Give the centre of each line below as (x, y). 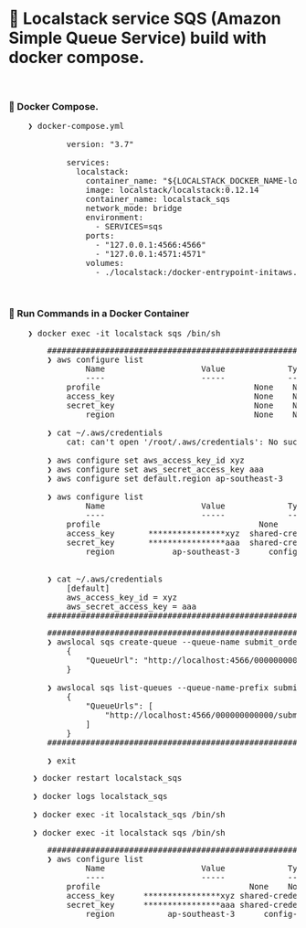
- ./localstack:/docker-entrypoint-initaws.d (199, 272)
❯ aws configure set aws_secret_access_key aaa (155, 469)
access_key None (170, 396)
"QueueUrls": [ (119, 706)
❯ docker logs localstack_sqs (100, 796)
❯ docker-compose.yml (76, 126)
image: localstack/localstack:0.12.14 (172, 190)
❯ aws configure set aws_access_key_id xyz (146, 460)
